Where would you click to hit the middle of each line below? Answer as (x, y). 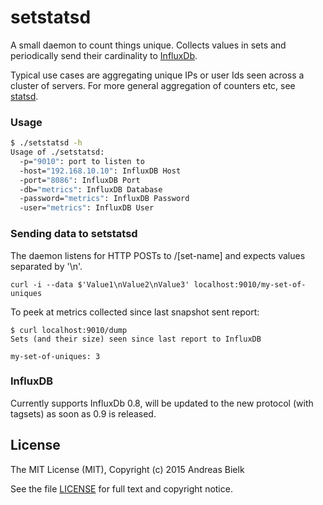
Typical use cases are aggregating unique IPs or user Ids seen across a (157, 75)
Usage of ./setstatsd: (57, 152)
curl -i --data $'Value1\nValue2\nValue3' (100, 284)
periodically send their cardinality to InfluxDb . (104, 55)
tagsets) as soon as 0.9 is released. (83, 413)
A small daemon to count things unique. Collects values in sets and (148, 45)
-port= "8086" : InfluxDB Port (80, 180)
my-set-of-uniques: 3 (55, 356)
